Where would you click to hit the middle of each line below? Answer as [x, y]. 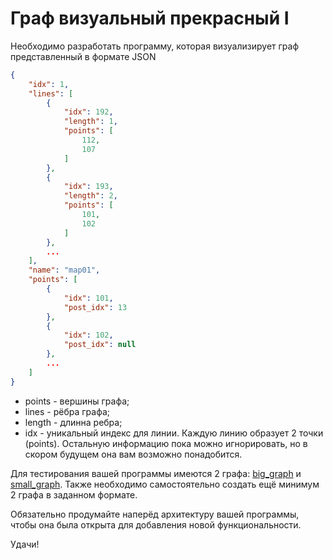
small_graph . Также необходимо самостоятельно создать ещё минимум [165, 484]
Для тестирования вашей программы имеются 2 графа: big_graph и [156, 473]
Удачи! [25, 544]
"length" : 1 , [90, 122]
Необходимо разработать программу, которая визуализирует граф [155, 46]
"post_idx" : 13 [95, 307]
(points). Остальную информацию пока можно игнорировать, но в [166, 443]
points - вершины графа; [77, 401]
